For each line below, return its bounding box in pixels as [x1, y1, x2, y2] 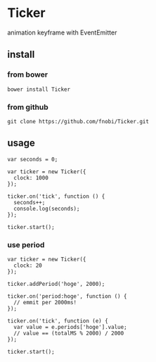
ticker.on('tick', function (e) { [7, 318, 109, 325]
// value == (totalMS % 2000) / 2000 [13, 330, 124, 337]
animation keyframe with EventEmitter [7, 28, 117, 37]
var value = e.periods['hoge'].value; [13, 324, 128, 331]
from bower [7, 70, 48, 80]
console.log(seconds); [13, 205, 80, 212]
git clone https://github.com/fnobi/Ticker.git [7, 118, 150, 125]
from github [7, 102, 49, 112]
